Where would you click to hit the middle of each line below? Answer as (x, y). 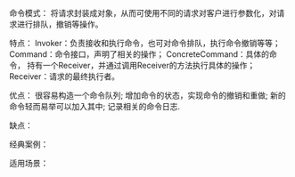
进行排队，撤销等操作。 (60, 24)
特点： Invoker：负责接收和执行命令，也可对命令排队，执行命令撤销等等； (145, 43)
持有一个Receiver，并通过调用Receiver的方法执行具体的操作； (141, 65)
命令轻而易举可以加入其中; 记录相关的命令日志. (95, 106)
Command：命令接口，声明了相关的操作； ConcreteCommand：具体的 (139, 54)
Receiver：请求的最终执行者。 (65, 76)
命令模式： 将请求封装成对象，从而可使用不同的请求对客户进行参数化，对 (143, 13)
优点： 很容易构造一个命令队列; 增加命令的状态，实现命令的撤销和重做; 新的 (148, 95)
